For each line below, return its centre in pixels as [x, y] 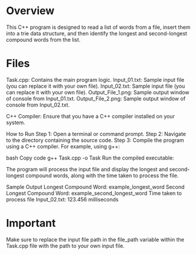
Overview [30, 11]
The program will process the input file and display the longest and [87, 169]
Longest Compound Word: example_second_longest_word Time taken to [94, 193]
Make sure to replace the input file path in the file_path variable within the [95, 239]
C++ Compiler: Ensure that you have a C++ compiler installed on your [90, 116]
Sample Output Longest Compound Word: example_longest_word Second [95, 187]
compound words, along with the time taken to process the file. [102, 175]
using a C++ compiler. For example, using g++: [63, 146]
